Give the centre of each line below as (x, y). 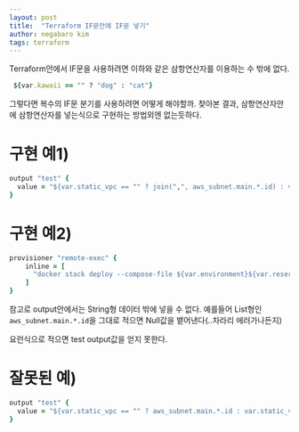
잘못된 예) (43, 379)
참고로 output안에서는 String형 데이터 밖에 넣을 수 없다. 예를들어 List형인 (136, 309)
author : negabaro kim (49, 34)
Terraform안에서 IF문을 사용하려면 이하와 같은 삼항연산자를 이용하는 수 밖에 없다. (149, 69)
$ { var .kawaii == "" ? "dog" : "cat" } (83, 86)
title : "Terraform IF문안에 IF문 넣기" (79, 26)
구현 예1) (39, 155)
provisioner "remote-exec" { (63, 258)
